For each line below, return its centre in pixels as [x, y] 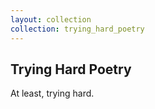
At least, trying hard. [52, 93]
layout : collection [51, 19]
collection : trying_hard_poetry [77, 29]
